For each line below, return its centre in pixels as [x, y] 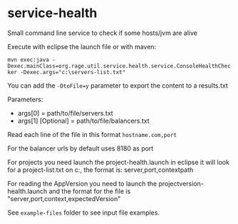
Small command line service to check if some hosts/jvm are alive [103, 33]
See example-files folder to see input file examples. [84, 213]
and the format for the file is [90, 191]
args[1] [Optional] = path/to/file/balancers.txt [83, 121]
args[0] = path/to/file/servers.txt [65, 113]
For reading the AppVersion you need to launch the [82, 183]
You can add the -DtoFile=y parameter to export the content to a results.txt [118, 85]
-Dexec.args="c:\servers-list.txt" [73, 72]
